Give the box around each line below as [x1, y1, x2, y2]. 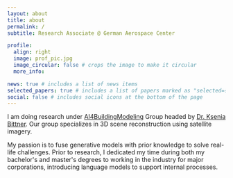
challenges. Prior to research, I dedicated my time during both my [17, 148, 205, 156]
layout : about [7, 10, 49, 17]
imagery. [7, 127, 33, 136]
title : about [7, 17, 45, 24]
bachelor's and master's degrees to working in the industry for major [7, 156, 204, 164]
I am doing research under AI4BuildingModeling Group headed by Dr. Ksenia [7, 113, 226, 121]
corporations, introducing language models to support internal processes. [7, 163, 218, 171]
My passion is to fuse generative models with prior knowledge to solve [7, 140, 209, 149]
